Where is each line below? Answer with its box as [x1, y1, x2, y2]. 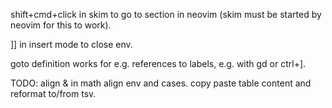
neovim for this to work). [10, 19, 112, 31]
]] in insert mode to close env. [10, 39, 133, 50]
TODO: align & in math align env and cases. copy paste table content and [10, 77, 312, 89]
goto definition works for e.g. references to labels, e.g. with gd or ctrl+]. [10, 58, 307, 69]
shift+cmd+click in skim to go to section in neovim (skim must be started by [10, 9, 322, 20]
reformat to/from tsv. [10, 88, 97, 99]
